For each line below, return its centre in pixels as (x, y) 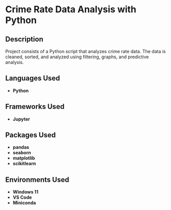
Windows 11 (26, 192)
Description (24, 39)
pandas (21, 147)
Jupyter (21, 119)
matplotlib (24, 158)
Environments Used (37, 180)
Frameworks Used (35, 107)
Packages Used (31, 135)
